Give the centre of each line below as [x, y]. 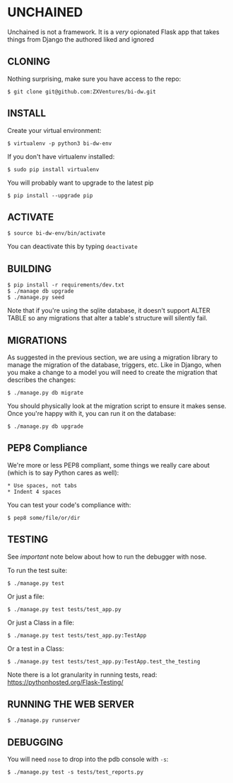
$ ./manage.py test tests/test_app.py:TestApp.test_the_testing [104, 661]
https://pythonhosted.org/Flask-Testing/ [65, 682]
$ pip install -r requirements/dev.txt [66, 285]
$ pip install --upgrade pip [50, 195]
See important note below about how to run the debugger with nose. [107, 557]
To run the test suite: [37, 570]
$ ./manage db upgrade [41, 291]
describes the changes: [42, 380]
